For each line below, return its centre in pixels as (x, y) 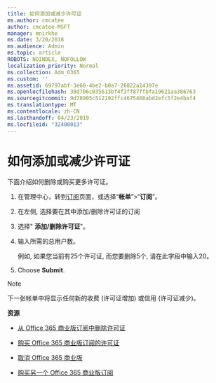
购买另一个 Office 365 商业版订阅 (65, 372)
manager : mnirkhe (33, 33)
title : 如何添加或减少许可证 (45, 14)
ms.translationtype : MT (42, 105)
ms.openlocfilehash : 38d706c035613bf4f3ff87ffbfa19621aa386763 (102, 92)
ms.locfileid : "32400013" (45, 124)
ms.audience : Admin (36, 46)
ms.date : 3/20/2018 (36, 40)
